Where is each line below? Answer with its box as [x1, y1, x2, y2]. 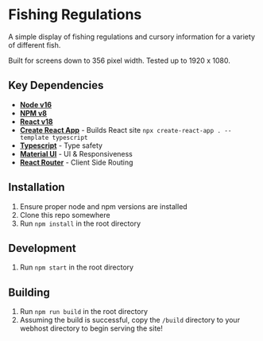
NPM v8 [19, 108, 48, 118]
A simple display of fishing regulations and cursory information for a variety [8, 32, 256, 41]
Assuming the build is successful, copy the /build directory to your [19, 316, 241, 325]
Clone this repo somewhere [19, 210, 110, 219]
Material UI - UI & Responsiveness [19, 149, 133, 158]
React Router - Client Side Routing [19, 157, 133, 167]
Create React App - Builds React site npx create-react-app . [19, 125, 221, 134]
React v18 [19, 117, 53, 126]
